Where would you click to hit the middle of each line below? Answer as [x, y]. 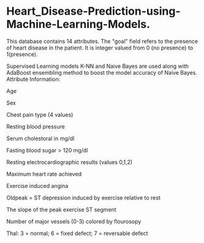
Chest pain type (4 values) [40, 114]
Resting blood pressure [36, 126]
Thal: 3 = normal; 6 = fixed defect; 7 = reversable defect [77, 233]
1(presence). [22, 54]
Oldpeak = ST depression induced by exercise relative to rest [83, 198]
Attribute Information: [33, 79]
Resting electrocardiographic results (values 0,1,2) [70, 162]
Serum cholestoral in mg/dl [40, 138]
